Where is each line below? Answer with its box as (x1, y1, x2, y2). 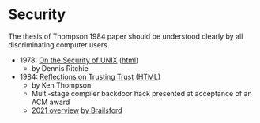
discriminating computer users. (8, 39, 110, 49)
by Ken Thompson (31, 80, 92, 90)
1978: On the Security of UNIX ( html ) (19, 55, 139, 65)
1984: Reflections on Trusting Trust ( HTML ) (19, 72, 161, 81)
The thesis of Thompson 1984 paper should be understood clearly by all (8, 32, 243, 41)
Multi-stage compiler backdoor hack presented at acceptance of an (31, 88, 252, 98)
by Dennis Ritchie (31, 63, 89, 73)
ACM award (31, 97, 70, 106)
